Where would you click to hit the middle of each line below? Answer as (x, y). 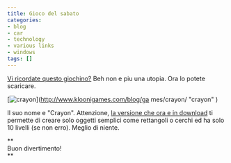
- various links (31, 46)
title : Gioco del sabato (43, 14)
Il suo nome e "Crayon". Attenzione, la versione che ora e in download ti (110, 112)
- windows (22, 53)
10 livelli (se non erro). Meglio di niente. (63, 127)
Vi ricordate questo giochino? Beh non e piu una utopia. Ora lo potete (106, 78)
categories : (24, 20)
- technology (26, 40)
